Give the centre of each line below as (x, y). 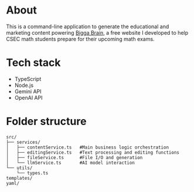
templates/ (19, 178)
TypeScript (28, 79)
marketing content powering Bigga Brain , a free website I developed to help (97, 32)
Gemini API (28, 91)
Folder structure (46, 122)
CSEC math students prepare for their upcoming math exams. (80, 39)
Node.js (24, 85)
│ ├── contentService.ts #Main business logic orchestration (87, 147)
